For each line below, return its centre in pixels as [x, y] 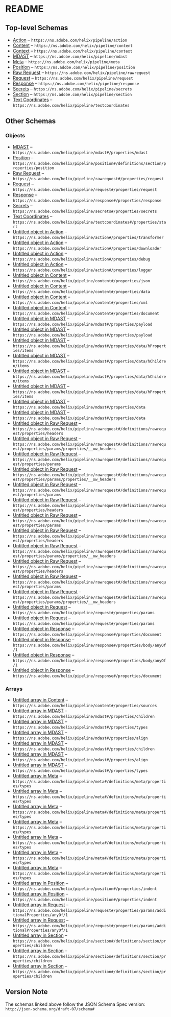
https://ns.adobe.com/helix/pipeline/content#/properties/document [86, 313]
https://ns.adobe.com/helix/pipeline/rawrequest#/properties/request [88, 179]
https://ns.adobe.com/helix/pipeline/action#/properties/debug [81, 259]
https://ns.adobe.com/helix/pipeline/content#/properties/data [81, 292]
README [25, 9]
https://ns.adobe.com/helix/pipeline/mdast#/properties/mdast [80, 153]
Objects [15, 136]
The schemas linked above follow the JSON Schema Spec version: [75, 1004]
